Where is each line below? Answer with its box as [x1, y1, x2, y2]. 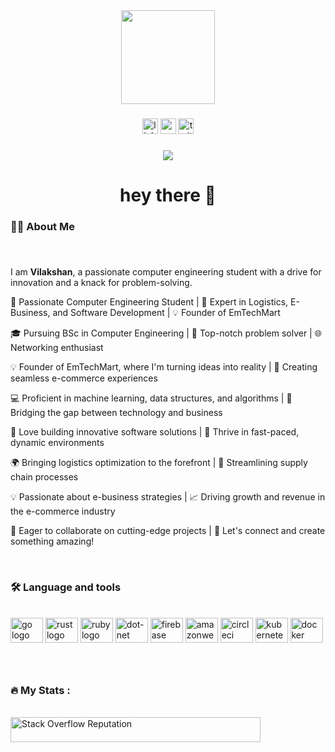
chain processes [10, 470, 79, 483]
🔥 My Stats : [10, 684, 71, 698]
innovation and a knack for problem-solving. [10, 276, 193, 288]
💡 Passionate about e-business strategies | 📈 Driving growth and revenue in [10, 490, 326, 503]
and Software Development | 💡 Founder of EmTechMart [52, 306, 281, 318]
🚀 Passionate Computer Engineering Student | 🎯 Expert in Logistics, [10, 295, 289, 308]
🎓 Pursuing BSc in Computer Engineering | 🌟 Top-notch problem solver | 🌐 [10, 327, 322, 339]
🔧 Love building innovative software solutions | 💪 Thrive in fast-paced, [10, 425, 300, 438]
